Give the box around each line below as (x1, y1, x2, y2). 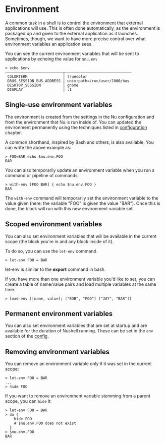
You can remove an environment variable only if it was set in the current (5, 361, 152, 367)
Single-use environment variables (5, 101, 112, 109)
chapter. (5, 129, 22, 135)
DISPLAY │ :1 (7, 87, 72, 92)
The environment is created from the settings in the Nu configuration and (5, 114, 155, 120)
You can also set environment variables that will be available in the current (5, 233, 157, 239)
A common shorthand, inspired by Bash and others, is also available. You (5, 139, 154, 145)
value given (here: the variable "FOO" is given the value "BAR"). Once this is (5, 200, 161, 206)
